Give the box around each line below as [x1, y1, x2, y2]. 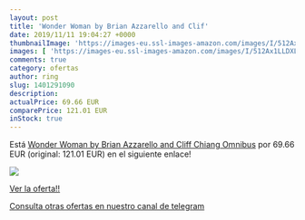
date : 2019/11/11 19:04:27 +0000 [9, 30, 136, 39]
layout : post [9, 13, 59, 23]
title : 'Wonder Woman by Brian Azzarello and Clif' [9, 22, 209, 31]
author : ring [9, 72, 59, 81]
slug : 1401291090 [9, 81, 75, 90]
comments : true [9, 55, 67, 64]
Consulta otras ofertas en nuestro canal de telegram [9, 201, 205, 212]
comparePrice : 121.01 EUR [9, 106, 107, 115]
